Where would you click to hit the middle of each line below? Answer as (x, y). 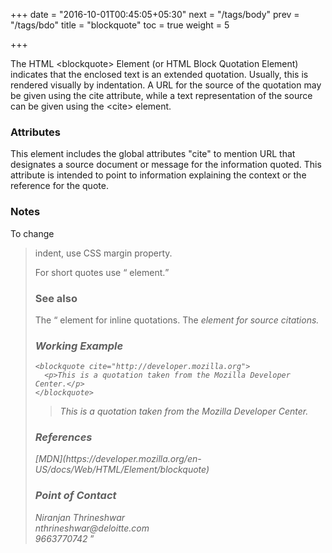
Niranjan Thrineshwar (80, 517)
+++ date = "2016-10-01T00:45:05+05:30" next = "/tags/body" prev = (155, 14)
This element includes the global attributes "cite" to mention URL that (153, 154)
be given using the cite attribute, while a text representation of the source (161, 95)
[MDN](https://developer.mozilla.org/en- (118, 459)
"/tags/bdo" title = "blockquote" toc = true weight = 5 (120, 25)
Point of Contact (75, 496)
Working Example (79, 346)
